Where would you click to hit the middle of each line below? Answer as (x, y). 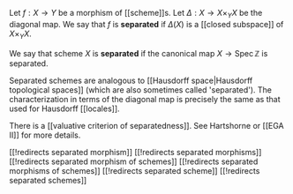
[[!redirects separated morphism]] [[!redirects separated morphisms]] (135, 152)
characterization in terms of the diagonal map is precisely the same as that (145, 99)
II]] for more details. (45, 135)
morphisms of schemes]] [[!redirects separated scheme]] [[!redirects (135, 170)
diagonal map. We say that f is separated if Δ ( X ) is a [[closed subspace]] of (146, 24)
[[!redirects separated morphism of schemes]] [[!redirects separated (134, 161)
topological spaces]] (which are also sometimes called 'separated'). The (140, 90)
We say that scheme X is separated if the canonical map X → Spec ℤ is (139, 53)
